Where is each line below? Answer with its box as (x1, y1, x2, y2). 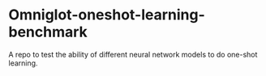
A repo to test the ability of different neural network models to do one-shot (8, 49, 258, 59)
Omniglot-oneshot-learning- (8, 6, 205, 24)
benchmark (8, 23, 88, 41)
